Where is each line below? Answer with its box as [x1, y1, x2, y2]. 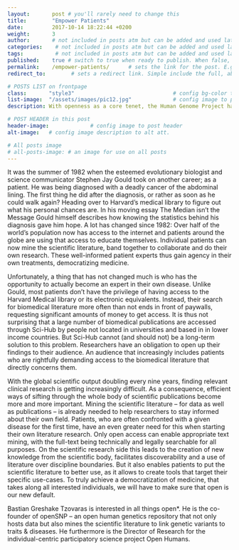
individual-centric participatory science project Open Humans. [7, 535, 191, 544]
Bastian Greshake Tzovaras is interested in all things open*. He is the [7, 504, 208, 513]
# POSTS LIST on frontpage [7, 83, 87, 90]
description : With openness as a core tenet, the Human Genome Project [7, 103, 224, 110]
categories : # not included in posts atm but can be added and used [7, 43, 224, 51]
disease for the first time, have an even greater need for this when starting [7, 422, 225, 431]
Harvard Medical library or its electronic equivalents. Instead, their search [7, 295, 223, 303]
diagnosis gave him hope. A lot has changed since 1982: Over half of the [7, 221, 220, 229]
